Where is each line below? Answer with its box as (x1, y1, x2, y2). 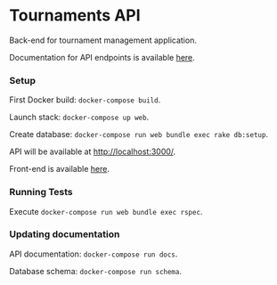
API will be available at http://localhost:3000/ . (9, 146, 176, 157)
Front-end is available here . (9, 164, 110, 175)
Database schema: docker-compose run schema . (9, 265, 183, 276)
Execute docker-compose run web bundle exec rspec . (9, 206, 203, 216)
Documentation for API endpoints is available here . (9, 52, 196, 62)
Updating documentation (9, 228, 120, 240)
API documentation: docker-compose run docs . (9, 248, 178, 259)
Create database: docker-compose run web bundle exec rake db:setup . (9, 129, 269, 140)
